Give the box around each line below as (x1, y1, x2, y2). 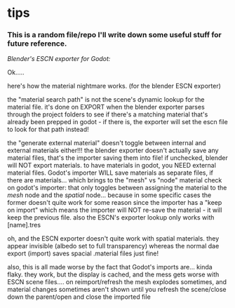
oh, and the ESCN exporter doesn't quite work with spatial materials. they (7, 234, 220, 243)
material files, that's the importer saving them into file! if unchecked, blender (7, 154, 228, 162)
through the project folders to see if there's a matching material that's (7, 110, 208, 119)
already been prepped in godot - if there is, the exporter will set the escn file (7, 118, 228, 126)
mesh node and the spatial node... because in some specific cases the (7, 191, 212, 199)
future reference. (7, 39, 67, 48)
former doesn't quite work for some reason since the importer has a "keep (7, 199, 222, 207)
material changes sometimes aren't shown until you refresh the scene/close (7, 286, 227, 294)
